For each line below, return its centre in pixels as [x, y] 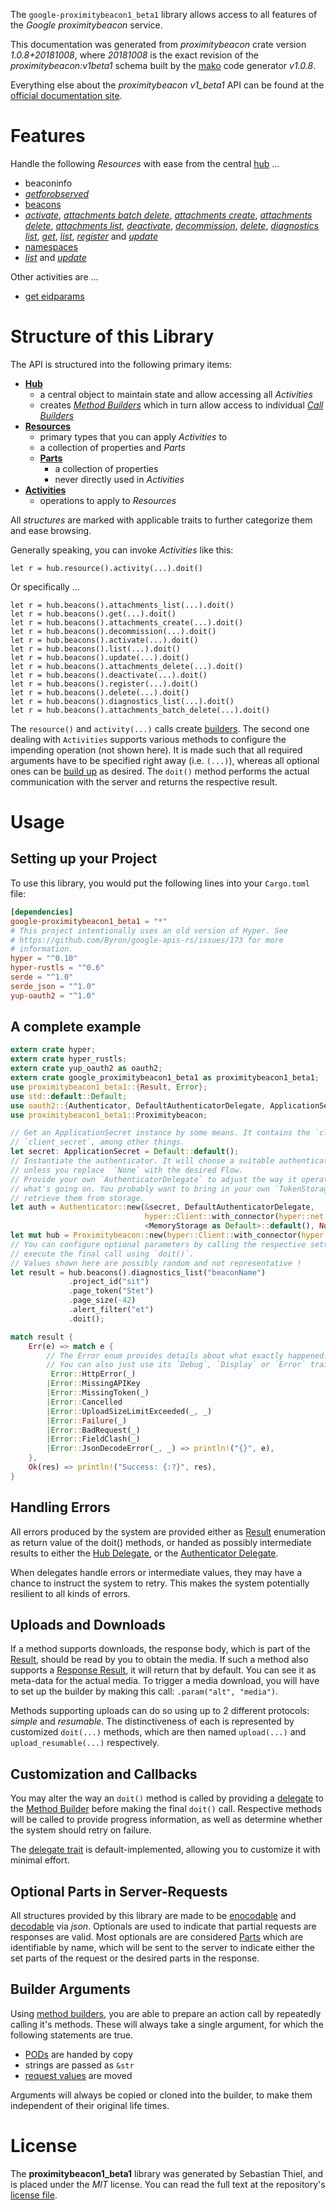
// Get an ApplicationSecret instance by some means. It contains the [160, 1133]
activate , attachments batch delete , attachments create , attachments [168, 215]
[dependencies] [42, 912]
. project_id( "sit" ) [109, 1282]
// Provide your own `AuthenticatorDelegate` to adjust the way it [154, 1179]
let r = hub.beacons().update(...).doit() [100, 657]
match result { [42, 1337]
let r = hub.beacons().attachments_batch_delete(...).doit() [140, 710]
